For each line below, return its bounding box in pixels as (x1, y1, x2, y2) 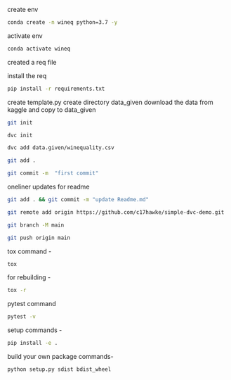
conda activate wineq (7, 45, 71, 52)
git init (7, 119, 33, 126)
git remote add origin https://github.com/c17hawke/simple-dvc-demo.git (7, 208, 225, 216)
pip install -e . (7, 340, 58, 347)
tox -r (7, 287, 27, 294)
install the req (7, 71, 47, 80)
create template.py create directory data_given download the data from (7, 98, 213, 106)
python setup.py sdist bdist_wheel (7, 366, 112, 373)
